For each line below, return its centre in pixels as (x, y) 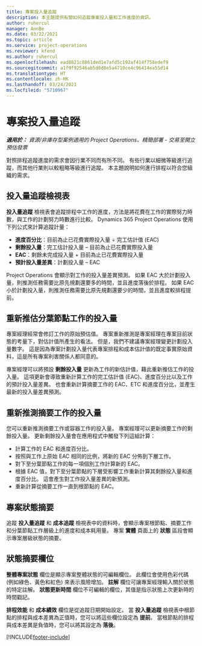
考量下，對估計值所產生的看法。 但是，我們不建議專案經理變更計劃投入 (105, 342)
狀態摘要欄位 (30, 559)
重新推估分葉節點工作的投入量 (62, 318)
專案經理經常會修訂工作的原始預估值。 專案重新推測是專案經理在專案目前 (97, 334)
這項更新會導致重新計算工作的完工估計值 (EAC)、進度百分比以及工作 (108, 377)
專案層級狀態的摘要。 (38, 538)
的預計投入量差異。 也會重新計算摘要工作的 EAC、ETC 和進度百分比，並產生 (101, 384)
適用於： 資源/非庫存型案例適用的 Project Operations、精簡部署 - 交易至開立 (101, 140)
